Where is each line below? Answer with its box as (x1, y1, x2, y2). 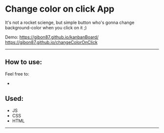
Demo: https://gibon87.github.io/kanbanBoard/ (5, 34, 99, 40)
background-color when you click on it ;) (5, 24, 87, 30)
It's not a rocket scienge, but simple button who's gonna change (5, 19, 135, 25)
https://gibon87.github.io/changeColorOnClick (5, 39, 98, 45)
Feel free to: (5, 71, 29, 76)
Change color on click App (5, 3, 115, 15)
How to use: (5, 58, 42, 66)
